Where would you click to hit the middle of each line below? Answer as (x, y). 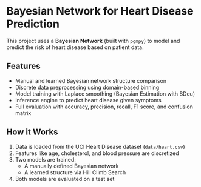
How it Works (32, 132)
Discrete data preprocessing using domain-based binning (87, 87)
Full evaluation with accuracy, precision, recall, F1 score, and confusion (104, 107)
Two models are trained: (45, 159)
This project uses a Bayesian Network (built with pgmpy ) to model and (93, 41)
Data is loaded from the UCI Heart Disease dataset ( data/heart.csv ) (100, 146)
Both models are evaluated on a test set (65, 179)
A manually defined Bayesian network (72, 166)
